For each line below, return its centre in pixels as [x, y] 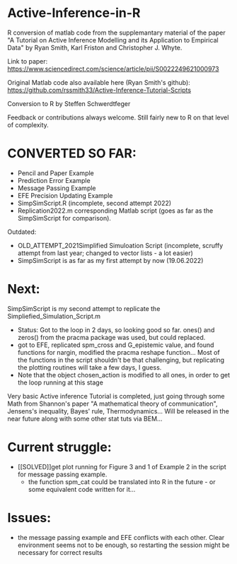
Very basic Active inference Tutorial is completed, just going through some [116, 396]
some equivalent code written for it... [82, 489]
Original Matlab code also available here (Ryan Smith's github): [99, 82]
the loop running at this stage [60, 382]
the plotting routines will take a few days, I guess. [89, 367]
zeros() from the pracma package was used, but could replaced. [111, 337]
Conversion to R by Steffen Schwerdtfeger [69, 103]
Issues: [29, 518]
